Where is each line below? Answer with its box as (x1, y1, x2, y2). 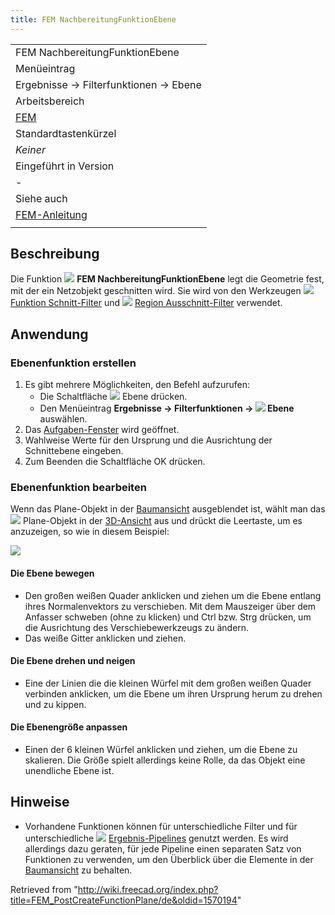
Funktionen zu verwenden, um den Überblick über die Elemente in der (24, 853, 314, 865)
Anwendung (10, 326, 89, 343)
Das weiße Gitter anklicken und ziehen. (24, 632, 187, 644)
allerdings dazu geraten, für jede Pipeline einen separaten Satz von (24, 842, 302, 855)
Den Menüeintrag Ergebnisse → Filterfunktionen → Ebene (39, 402, 295, 415)
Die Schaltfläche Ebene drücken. (39, 391, 188, 403)
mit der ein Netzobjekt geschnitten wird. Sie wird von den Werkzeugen (10, 285, 302, 297)
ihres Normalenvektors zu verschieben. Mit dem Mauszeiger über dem (24, 600, 317, 612)
